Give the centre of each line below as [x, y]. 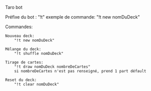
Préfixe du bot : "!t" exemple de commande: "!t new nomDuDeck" [72, 17]
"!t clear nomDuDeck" [36, 84]
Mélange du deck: [23, 49]
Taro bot [14, 7]
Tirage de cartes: [24, 62]
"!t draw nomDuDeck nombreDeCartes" [52, 67]
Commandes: [19, 27]
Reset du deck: [21, 80]
